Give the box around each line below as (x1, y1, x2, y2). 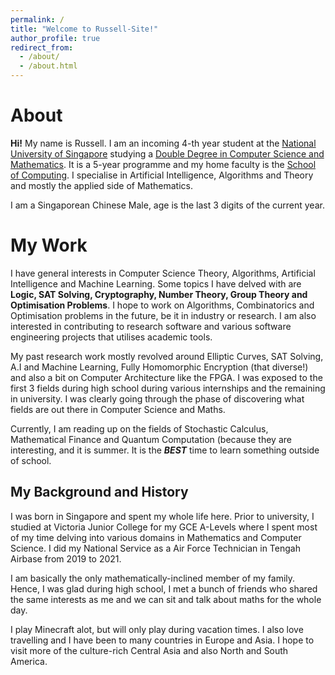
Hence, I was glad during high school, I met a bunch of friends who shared (10, 582, 318, 595)
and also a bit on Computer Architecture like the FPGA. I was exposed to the (10, 371, 323, 383)
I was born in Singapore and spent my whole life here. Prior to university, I (10, 510, 315, 522)
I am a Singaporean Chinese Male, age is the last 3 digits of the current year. (10, 199, 325, 211)
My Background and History (10, 484, 189, 501)
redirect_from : (10, 42, 74, 53)
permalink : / (10, 14, 65, 25)
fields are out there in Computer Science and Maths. (10, 403, 226, 415)
